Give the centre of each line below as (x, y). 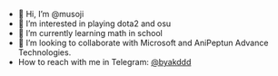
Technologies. (45, 52)
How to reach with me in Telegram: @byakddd (104, 62)
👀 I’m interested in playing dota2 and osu (94, 24)
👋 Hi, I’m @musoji (51, 14)
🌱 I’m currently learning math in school (90, 33)
